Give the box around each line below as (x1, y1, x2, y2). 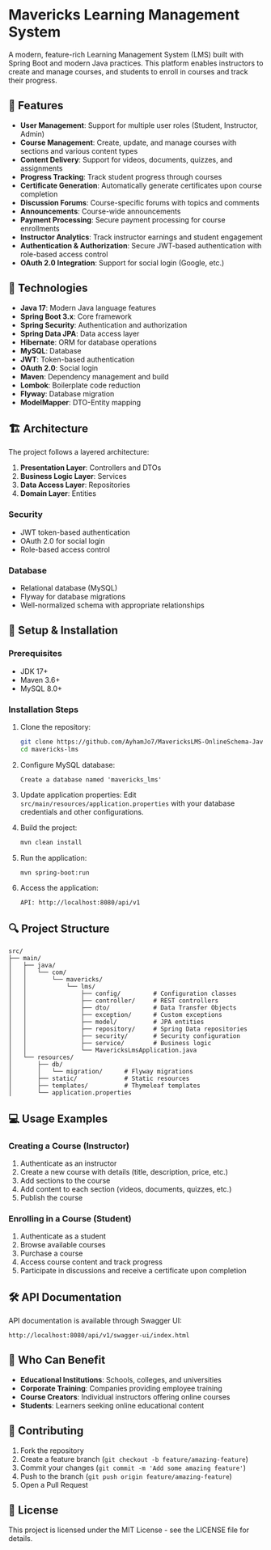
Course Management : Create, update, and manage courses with (19, 138, 237, 147)
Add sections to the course (19, 1175, 111, 1185)
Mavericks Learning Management (8, 6, 240, 24)
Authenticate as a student (19, 1231, 107, 1241)
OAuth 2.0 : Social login (19, 362, 99, 373)
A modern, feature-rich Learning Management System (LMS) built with (8, 49, 244, 59)
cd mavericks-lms (19, 745, 79, 753)
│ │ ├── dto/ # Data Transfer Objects (8, 1004, 237, 1012)
